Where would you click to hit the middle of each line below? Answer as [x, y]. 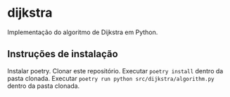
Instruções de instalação [63, 54]
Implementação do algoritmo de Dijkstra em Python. [83, 32]
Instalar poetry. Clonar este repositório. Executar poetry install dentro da [115, 70]
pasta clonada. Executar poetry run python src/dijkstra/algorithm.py [111, 78]
